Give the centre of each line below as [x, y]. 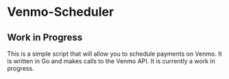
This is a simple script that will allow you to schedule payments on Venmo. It [114, 54]
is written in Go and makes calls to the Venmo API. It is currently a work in [111, 61]
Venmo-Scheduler [61, 12]
